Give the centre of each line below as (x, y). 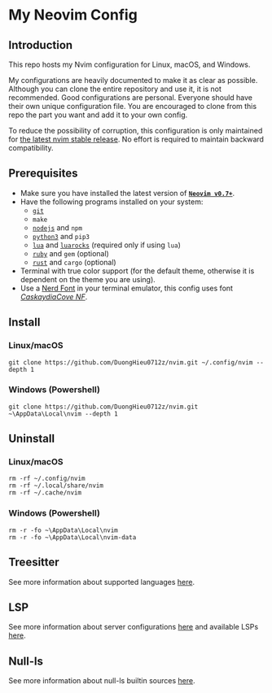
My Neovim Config (73, 15)
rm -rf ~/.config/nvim (47, 479)
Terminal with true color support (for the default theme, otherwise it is (137, 271)
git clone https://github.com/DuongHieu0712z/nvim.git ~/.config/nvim (131, 362)
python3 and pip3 (61, 236)
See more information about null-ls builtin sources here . (102, 681)
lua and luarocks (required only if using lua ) (107, 245)
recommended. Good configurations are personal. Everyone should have (131, 98)
